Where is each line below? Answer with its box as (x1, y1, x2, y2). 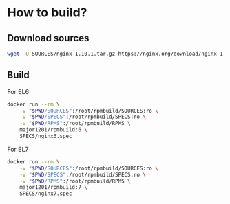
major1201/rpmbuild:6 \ (19, 126, 88, 133)
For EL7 (7, 145, 29, 153)
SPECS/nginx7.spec (19, 190, 72, 197)
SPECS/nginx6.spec (19, 133, 72, 140)
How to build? (7, 5, 87, 21)
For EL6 (7, 87, 30, 95)
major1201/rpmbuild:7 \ (19, 184, 88, 191)
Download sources (7, 32, 90, 44)
